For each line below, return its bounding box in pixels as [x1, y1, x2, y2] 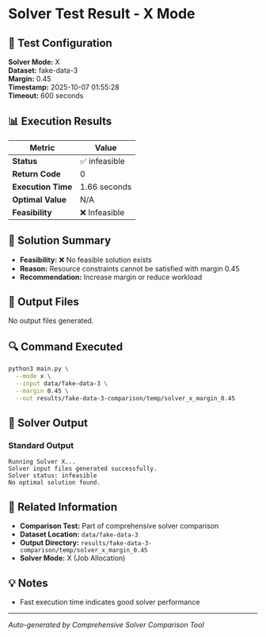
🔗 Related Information [8, 500, 118, 514]
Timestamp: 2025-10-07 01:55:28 [8, 82, 120, 92]
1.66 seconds [80, 181, 132, 192]
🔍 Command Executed [8, 339, 123, 353]
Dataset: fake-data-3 [8, 66, 78, 75]
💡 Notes [8, 576, 49, 590]
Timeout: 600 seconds [8, 91, 84, 100]
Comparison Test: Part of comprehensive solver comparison [19, 521, 219, 531]
